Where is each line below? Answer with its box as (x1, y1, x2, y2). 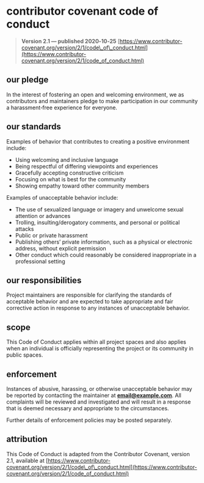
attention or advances (15, 212, 71, 219)
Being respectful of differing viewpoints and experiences (15, 162, 158, 170)
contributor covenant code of (6, 4, 159, 18)
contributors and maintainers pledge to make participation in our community (6, 97, 199, 104)
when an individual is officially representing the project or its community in (6, 345, 194, 352)
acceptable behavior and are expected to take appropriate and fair (6, 298, 173, 305)
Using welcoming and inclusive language (15, 156, 118, 163)
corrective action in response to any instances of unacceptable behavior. (6, 304, 190, 312)
